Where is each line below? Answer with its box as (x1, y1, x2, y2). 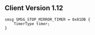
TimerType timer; (14, 21, 50, 26)
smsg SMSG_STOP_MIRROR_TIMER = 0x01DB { (5, 17, 91, 22)
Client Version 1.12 (5, 4, 63, 12)
